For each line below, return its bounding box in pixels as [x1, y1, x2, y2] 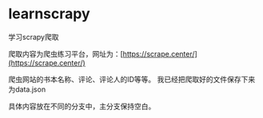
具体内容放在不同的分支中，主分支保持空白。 [8, 101, 156, 111]
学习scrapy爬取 [8, 32, 59, 41]
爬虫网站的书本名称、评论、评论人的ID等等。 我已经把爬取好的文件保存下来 [8, 74, 256, 84]
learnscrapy [8, 5, 90, 23]
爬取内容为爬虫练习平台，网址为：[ [8, 49, 124, 58]
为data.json [8, 85, 46, 94]
